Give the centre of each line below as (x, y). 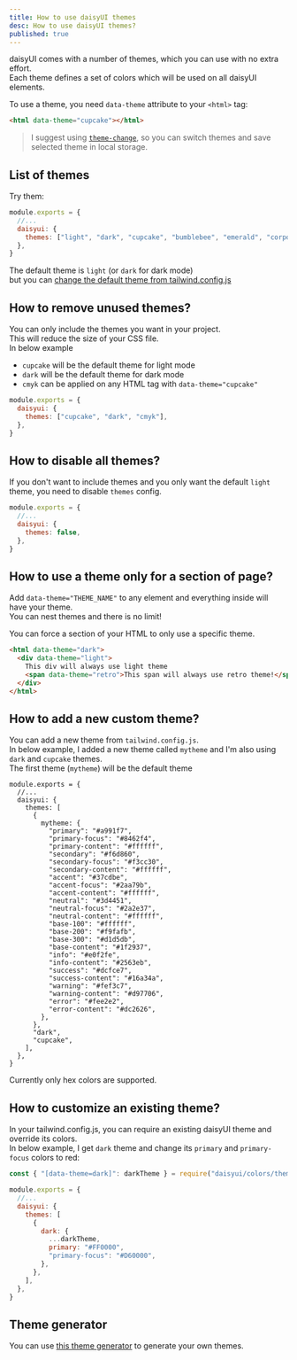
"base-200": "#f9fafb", (92, 932)
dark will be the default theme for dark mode (103, 375)
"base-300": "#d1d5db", (92, 940)
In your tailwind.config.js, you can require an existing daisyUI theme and (141, 1130)
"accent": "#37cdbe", (88, 878)
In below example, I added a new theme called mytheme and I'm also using (143, 750)
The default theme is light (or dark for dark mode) (101, 270)
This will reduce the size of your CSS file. (84, 338)
